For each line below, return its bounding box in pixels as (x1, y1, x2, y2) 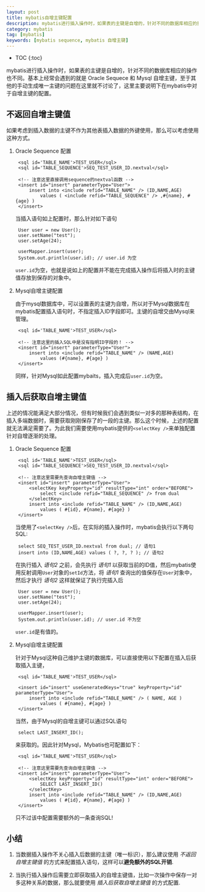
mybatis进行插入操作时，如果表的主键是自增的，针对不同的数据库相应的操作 (6, 67, 197, 74)
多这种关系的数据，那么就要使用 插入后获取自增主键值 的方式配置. (15, 879, 181, 887)
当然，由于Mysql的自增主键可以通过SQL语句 (15, 717, 127, 725)
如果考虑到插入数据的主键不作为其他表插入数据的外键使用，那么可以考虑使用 (6, 126, 199, 134)
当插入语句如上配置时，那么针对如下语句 (15, 214, 117, 222)
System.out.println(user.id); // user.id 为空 (18, 255, 137, 261)
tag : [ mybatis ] (6, 32, 45, 38)
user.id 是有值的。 (15, 627, 62, 635)
